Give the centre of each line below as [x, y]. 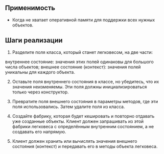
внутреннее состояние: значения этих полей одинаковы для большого [80, 62]
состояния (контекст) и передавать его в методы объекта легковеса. [85, 146]
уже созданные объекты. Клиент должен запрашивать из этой [78, 121]
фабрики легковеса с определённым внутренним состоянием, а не [83, 126]
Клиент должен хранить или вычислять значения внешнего [75, 141]
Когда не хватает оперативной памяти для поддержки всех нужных [83, 20]
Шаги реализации [34, 40]
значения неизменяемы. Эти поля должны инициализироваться [80, 87]
